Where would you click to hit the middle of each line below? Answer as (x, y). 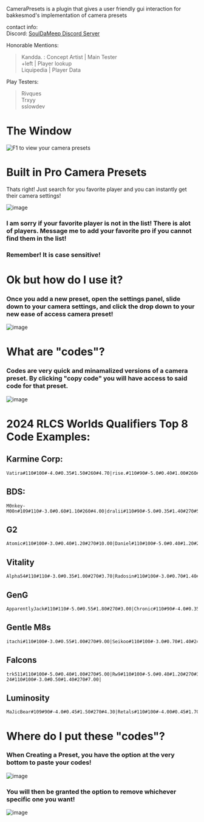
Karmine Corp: (35, 459)
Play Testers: (22, 82)
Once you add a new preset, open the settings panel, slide (93, 299)
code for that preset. (37, 386)
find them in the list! (36, 238)
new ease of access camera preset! (60, 314)
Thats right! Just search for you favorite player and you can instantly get (97, 189)
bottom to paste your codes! (49, 762)
